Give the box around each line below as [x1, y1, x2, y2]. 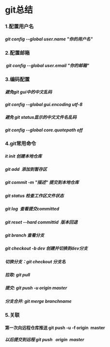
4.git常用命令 [5, 140, 36, 147]
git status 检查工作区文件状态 [5, 193, 64, 199]
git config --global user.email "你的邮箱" [6, 62, 90, 68]
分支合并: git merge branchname [5, 298, 72, 304]
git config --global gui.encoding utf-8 [5, 102, 83, 108]
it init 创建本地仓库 [5, 153, 42, 159]
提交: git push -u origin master [5, 285, 67, 291]
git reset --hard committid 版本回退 [5, 219, 78, 225]
